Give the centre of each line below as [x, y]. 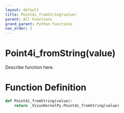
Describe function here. [29, 67]
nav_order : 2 [19, 29]
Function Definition [46, 88]
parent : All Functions [29, 19]
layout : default [22, 10]
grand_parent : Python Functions [39, 24]
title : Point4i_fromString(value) [41, 15]
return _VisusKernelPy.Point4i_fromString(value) [67, 105]
